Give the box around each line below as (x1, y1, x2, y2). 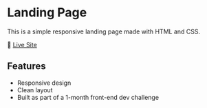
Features (7, 60, 46, 72)
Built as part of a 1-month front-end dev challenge (17, 93, 160, 101)
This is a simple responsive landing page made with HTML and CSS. (7, 27, 201, 36)
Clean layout (17, 85, 53, 94)
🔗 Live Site (7, 40, 38, 49)
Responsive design (17, 79, 72, 87)
